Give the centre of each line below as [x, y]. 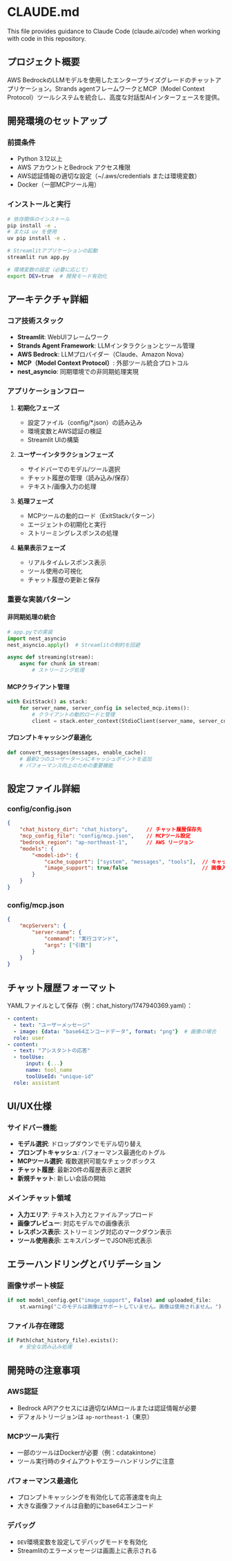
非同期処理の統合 [31, 617]
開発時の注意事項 [43, 1370]
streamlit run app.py [38, 257]
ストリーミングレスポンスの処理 [73, 533]
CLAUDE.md [43, 12]
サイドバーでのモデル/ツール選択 [74, 469]
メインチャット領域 [39, 1198]
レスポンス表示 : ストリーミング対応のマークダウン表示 [94, 1231]
